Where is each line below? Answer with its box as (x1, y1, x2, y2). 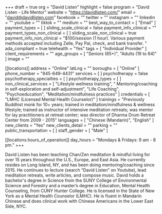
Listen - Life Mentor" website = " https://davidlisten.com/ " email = (5, 9, 136, 15)
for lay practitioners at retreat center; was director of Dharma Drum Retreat (5, 112, 155, 117)
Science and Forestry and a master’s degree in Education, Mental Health (5, 183, 150, 188)
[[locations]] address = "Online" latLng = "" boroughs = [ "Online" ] (5, 65, 140, 71)
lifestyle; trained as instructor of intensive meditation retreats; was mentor (5, 107, 153, 113)
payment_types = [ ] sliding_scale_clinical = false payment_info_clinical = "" (5, 25, 157, 31)
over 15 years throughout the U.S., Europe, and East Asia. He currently (5, 157, 146, 162)
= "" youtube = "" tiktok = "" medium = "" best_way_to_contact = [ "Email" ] (5, 19, 156, 25)
